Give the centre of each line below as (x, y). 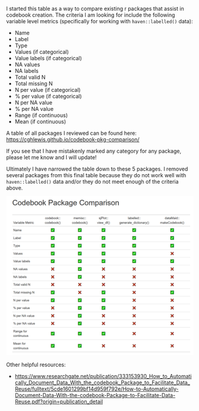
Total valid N (30, 77)
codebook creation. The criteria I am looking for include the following (91, 15)
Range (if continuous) (41, 115)
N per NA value (33, 103)
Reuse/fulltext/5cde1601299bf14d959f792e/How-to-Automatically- (97, 389)
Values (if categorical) (42, 52)
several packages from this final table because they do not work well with (96, 175)
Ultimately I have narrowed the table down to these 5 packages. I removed (97, 169)
